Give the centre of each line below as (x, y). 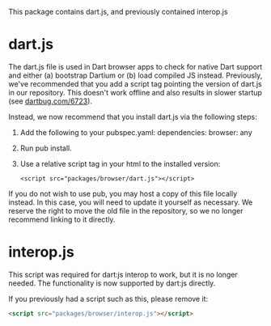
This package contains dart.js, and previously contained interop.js (118, 12)
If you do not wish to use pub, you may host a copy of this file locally (123, 193)
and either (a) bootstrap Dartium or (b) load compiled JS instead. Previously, (135, 75)
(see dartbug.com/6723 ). (51, 101)
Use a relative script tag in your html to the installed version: (120, 163)
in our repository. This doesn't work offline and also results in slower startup (135, 92)
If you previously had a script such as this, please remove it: (108, 298)
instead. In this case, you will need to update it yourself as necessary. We (131, 202)
